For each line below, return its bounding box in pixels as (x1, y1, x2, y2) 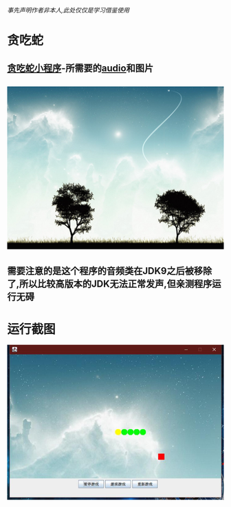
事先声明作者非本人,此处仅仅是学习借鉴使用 (7, 6, 130, 14)
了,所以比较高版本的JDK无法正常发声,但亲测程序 (7, 278, 212, 290)
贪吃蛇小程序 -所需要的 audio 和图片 (7, 62, 153, 74)
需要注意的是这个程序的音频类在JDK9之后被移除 (7, 265, 212, 277)
